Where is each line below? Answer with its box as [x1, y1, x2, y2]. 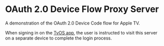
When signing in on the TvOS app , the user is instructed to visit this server [5, 29, 158, 35]
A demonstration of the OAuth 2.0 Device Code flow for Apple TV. [5, 20, 141, 26]
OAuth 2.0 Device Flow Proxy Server [5, 3, 160, 15]
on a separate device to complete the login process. [5, 35, 112, 41]
